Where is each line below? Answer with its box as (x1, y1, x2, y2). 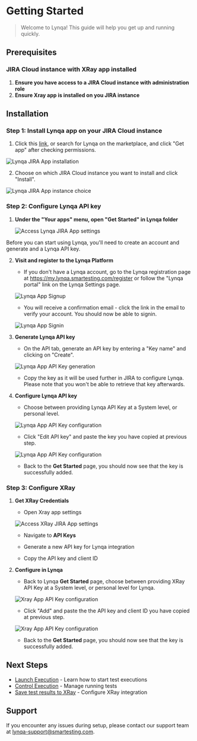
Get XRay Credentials (14, 497, 69, 504)
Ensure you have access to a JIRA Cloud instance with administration (14, 79, 189, 86)
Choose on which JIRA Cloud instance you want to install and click (14, 170, 178, 177)
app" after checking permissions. (14, 146, 96, 154)
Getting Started (6, 4, 84, 18)
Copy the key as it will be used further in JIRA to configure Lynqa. (23, 374, 184, 382)
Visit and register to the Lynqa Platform (14, 257, 114, 264)
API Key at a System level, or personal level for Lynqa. (23, 584, 155, 591)
